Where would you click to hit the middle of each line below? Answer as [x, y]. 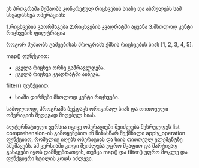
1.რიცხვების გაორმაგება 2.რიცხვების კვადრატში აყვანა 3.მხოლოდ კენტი [100, 27]
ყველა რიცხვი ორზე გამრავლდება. [60, 68]
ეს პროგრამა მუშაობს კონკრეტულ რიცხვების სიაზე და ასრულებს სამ [94, 9]
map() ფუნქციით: [28, 56]
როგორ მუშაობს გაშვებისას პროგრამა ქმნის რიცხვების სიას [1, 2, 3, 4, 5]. [100, 45]
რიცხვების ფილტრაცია [36, 33]
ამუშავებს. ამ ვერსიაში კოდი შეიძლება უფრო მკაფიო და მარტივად [92, 146]
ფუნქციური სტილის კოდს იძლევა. [50, 158]
